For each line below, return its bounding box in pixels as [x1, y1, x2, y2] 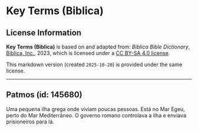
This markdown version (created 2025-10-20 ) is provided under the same [6, 61, 183, 68]
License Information [6, 28, 81, 38]
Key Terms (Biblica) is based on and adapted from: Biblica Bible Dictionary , [6, 43, 190, 50]
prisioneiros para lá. [6, 118, 55, 125]
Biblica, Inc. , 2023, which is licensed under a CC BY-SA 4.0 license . [6, 50, 170, 57]
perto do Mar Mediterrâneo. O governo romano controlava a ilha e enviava [6, 112, 187, 119]
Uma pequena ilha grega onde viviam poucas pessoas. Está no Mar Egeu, [6, 105, 186, 113]
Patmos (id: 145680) [6, 90, 82, 100]
